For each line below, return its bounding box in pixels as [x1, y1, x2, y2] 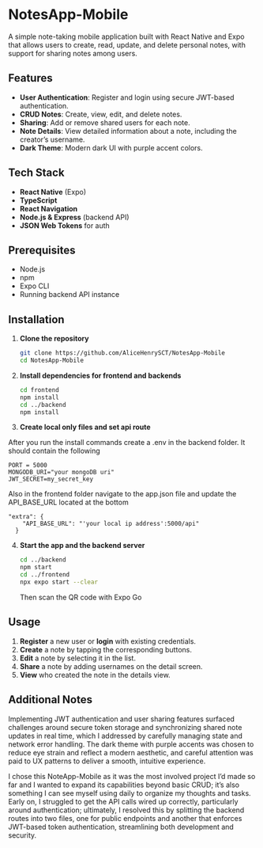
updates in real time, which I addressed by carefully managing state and [8, 731, 242, 740]
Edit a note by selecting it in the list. [19, 653, 137, 663]
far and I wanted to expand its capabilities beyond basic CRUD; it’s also [8, 780, 239, 789]
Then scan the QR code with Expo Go [19, 592, 142, 602]
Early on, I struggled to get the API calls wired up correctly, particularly [8, 797, 239, 806]
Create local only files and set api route [19, 422, 152, 432]
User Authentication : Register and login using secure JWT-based [19, 93, 235, 102]
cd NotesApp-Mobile [19, 356, 85, 365]
